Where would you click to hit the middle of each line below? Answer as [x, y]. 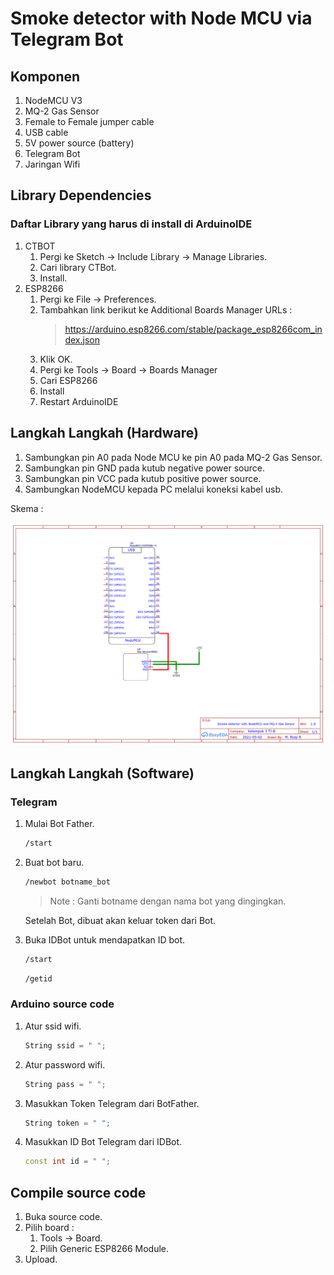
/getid [38, 978]
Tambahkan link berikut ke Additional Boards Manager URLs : [166, 309]
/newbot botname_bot [67, 882]
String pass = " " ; [65, 1084]
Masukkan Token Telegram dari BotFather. [112, 1103]
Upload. [41, 1259]
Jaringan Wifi [52, 164]
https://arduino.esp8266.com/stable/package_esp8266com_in [193, 329]
